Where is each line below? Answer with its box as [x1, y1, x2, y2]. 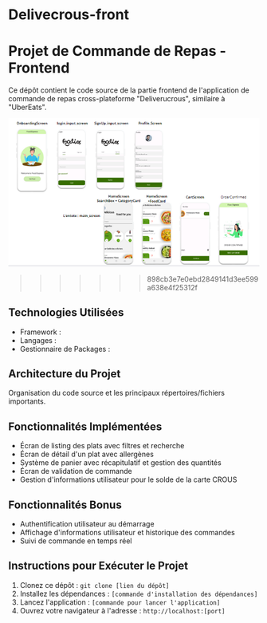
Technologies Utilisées [8, 306, 124, 320]
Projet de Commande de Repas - [8, 42, 227, 61]
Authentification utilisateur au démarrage [19, 519, 155, 529]
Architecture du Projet [8, 367, 121, 381]
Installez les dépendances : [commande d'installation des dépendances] [19, 589, 258, 598]
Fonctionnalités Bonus [8, 498, 122, 511]
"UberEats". [8, 102, 47, 112]
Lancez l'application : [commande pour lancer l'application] [19, 597, 221, 607]
